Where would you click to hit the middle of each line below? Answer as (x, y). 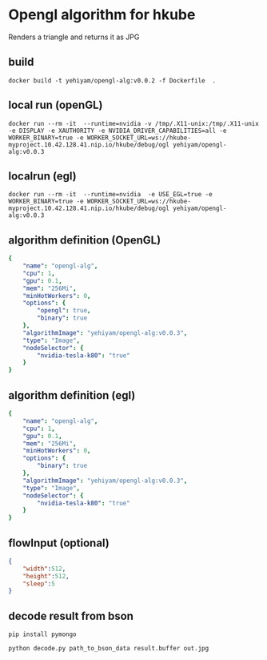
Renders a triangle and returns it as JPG (74, 37)
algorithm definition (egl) (72, 395)
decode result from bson (71, 616)
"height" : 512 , (46, 576)
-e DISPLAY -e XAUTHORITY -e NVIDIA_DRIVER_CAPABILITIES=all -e (118, 131)
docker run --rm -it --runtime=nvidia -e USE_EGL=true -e (111, 195)
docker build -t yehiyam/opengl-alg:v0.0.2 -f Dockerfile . (112, 80)
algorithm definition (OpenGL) (85, 240)
